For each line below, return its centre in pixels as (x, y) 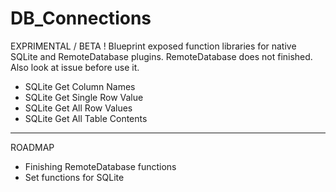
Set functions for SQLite (74, 177)
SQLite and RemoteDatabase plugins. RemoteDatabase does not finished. (161, 56)
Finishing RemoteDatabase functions (100, 166)
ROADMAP (32, 147)
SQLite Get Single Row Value (84, 97)
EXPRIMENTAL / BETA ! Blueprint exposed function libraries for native (153, 46)
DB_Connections (81, 18)
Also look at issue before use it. (75, 67)
